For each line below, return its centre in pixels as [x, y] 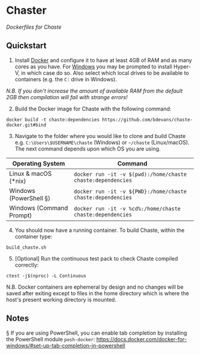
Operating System [39, 163]
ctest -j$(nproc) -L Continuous [46, 276]
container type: [33, 236]
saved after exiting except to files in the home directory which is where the [98, 293]
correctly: [26, 265]
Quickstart [26, 46]
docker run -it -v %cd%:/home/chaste [127, 209]
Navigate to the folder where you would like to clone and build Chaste [100, 136]
